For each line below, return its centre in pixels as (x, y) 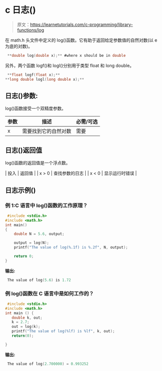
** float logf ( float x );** (34, 75)
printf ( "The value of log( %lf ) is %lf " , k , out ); (63, 331)
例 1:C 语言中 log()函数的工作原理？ (46, 205)
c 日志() (21, 10)
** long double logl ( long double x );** (45, 79)
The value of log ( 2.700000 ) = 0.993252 (48, 364)
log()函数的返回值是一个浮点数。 (38, 163)
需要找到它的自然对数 (47, 131)
